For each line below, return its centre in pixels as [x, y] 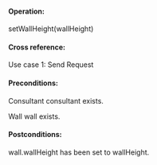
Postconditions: [35, 135]
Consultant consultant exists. [56, 100]
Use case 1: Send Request [51, 65]
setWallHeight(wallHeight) [51, 29]
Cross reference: [37, 47]
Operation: [27, 11]
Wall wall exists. [34, 116]
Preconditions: [33, 83]
